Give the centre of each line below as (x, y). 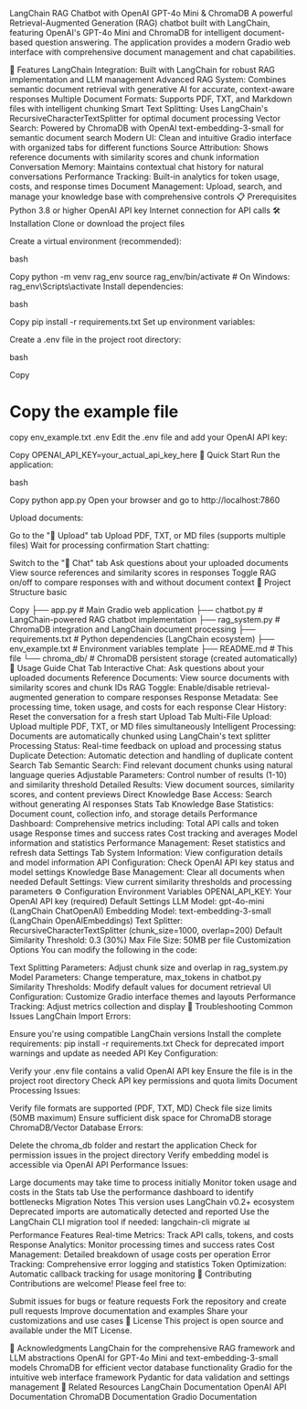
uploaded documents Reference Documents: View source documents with (149, 678)
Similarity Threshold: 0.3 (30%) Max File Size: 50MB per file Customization (150, 940)
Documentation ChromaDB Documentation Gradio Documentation (133, 1396)
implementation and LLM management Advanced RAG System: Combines (148, 80)
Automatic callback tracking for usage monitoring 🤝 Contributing (131, 1274)
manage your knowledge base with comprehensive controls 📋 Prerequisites (153, 197)
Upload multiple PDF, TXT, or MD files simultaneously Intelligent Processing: (153, 726)
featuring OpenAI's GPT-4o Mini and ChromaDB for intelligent (126, 32)
